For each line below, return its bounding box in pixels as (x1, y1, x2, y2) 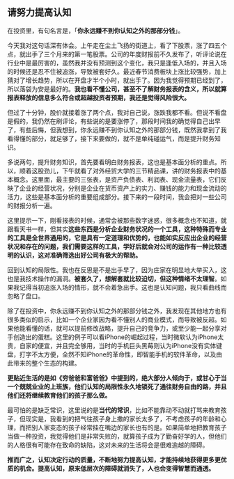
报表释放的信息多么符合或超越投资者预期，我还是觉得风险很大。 (7, 93, 190, 102)
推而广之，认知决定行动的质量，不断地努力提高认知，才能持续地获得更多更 (7, 455, 221, 464)
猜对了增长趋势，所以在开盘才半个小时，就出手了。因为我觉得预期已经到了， (7, 76, 227, 84)
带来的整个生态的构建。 (13, 359, 81, 367)
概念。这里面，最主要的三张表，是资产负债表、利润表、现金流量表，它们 (13, 175, 221, 183)
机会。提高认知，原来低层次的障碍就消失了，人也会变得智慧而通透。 (19, 464, 214, 472)
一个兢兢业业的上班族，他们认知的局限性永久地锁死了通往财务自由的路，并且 (7, 382, 227, 391)
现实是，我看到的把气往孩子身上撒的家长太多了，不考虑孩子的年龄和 (25, 414, 221, 423)
